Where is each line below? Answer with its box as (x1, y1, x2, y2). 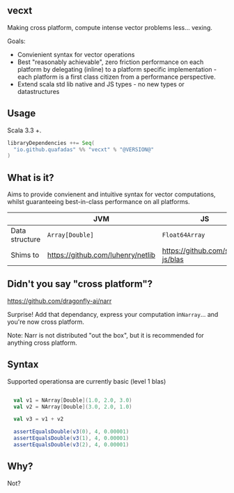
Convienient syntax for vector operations (17, 50, 135, 58)
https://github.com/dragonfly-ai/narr (7, 297, 112, 305)
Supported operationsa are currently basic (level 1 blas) (7, 377, 166, 385)
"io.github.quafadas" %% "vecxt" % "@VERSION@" (13, 146, 155, 153)
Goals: (7, 37, 26, 45)
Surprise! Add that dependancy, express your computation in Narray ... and (7, 310, 219, 318)
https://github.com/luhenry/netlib (47, 250, 155, 260)
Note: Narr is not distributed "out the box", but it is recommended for (7, 331, 204, 339)
